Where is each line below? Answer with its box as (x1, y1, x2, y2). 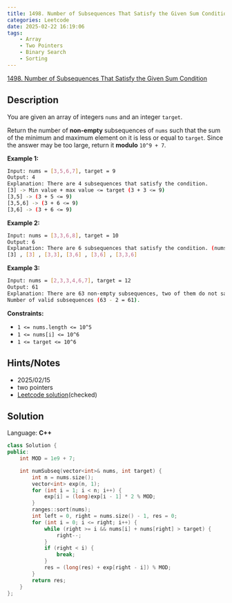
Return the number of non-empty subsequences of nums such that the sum (7, 126, 221, 134)
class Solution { (7, 442, 57, 449)
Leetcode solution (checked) (17, 390, 98, 399)
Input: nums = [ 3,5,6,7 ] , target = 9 (7, 168, 116, 174)
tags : (7, 29, 23, 37)
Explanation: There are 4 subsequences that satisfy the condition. (7, 181, 209, 188)
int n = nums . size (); (32, 474, 95, 481)
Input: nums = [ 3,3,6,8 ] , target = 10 (7, 232, 119, 239)
